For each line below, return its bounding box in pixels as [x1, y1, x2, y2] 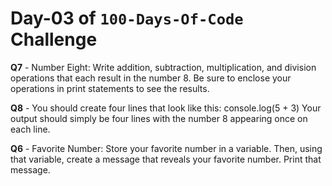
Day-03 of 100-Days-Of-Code [10, 7, 244, 30]
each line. [10, 123, 51, 135]
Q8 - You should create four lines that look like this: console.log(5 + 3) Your [10, 102, 322, 114]
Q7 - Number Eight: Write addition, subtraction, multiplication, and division [10, 61, 317, 73]
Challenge [10, 28, 98, 51]
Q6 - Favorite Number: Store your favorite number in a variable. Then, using [10, 142, 323, 154]
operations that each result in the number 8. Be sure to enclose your [10, 72, 292, 84]
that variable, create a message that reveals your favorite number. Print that [10, 153, 322, 165]
